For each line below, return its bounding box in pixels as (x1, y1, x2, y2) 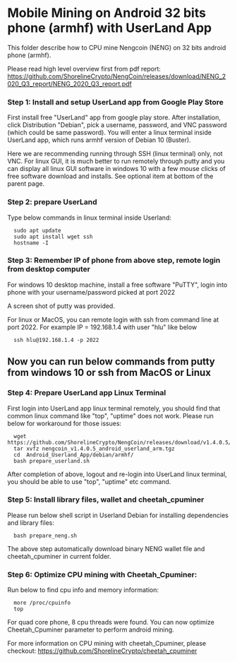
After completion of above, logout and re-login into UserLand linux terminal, (7, 470, 227, 478)
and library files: (7, 518, 54, 527)
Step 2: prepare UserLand (7, 197, 97, 207)
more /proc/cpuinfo (13, 599, 71, 607)
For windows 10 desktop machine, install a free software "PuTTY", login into (7, 280, 228, 289)
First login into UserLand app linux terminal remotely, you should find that (7, 404, 221, 413)
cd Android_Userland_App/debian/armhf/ (13, 451, 134, 459)
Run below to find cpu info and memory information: (7, 586, 159, 594)
